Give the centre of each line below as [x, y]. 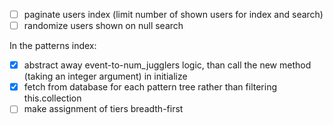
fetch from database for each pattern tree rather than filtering [150, 87]
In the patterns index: [53, 46]
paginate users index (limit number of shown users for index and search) [173, 14]
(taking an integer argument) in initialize [105, 76]
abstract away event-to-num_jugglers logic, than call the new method [167, 65]
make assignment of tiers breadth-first [103, 109]
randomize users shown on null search [103, 26]
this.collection [52, 98]
